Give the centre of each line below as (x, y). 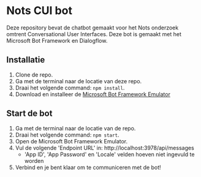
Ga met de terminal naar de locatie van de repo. (75, 128)
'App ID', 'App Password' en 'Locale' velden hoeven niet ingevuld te (109, 154)
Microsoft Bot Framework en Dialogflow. (57, 40)
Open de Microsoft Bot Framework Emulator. (71, 141)
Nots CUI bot (39, 11)
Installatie (26, 60)
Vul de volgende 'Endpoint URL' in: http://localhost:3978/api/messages (104, 148)
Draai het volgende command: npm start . (67, 135)
